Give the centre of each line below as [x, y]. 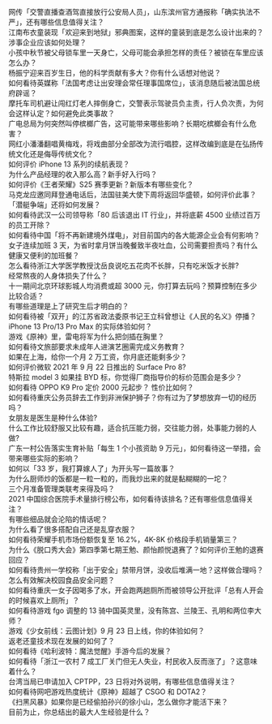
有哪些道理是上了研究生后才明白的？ [69, 306]
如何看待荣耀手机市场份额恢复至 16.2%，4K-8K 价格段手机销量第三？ [123, 539]
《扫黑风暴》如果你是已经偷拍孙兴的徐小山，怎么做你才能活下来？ [118, 702]
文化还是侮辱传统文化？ [54, 154]
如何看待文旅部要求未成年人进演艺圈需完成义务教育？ [97, 347]
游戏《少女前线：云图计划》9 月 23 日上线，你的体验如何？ [106, 631]
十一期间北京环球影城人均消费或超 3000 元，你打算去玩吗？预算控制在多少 [133, 286]
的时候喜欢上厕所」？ [44, 600]
